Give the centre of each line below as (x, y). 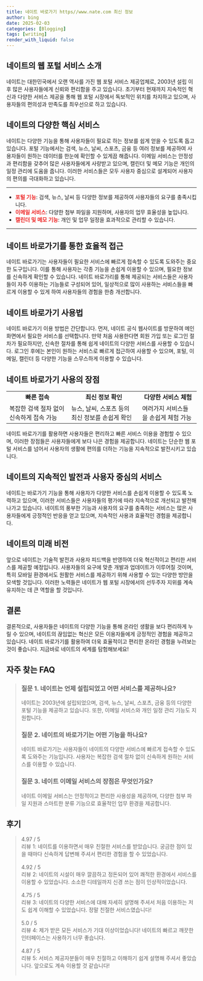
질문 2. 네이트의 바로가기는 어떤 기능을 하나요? (84, 735)
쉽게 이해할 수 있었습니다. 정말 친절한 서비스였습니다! (90, 910)
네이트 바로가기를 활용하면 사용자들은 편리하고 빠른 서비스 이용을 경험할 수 (93, 434)
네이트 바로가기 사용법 (45, 312)
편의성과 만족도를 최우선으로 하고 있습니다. (77, 104)
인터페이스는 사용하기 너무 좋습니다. (63, 938)
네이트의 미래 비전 (37, 544)
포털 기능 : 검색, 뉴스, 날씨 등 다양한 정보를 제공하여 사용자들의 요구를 (95, 197)
